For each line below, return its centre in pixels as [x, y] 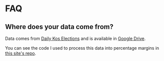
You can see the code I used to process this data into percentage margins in [82, 48]
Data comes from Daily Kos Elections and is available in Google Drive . [75, 38]
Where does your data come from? [59, 27]
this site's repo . [21, 53]
